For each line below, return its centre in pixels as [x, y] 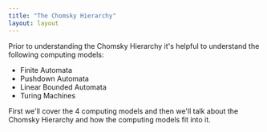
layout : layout [34, 23]
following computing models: [56, 54]
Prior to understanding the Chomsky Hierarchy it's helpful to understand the [134, 46]
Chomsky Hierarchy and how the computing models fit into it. [109, 119]
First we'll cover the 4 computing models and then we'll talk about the [123, 111]
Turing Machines [48, 95]
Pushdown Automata [55, 78]
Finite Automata [46, 70]
